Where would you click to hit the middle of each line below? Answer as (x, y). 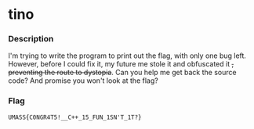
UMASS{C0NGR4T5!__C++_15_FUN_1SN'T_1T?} (75, 117)
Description (31, 39)
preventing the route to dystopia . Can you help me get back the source (122, 73)
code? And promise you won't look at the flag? (83, 81)
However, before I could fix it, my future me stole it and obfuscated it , (121, 64)
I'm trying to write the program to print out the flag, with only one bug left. (127, 56)
